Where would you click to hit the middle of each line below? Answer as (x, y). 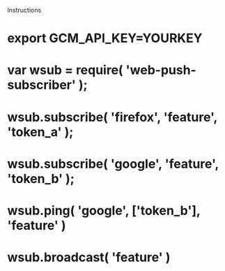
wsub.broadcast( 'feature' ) (89, 257)
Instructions (24, 10)
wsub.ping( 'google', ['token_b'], (104, 211)
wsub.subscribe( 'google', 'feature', (113, 164)
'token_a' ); (40, 132)
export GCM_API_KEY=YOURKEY (105, 38)
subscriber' (42, 85)
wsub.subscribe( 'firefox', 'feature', (113, 117)
